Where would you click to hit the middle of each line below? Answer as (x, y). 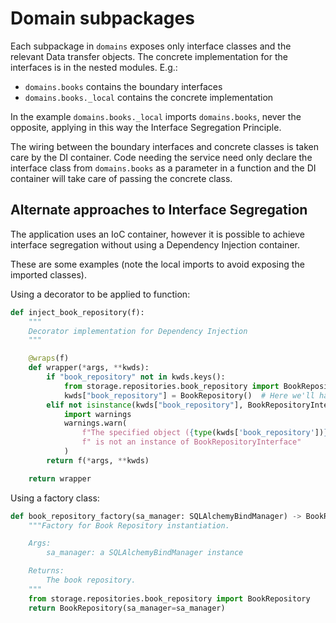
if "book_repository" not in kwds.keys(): (136, 377)
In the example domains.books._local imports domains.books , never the (156, 116)
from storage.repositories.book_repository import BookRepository (169, 598)
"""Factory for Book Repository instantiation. (129, 525)
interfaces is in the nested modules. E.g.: (94, 67)
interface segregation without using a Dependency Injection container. (155, 244)
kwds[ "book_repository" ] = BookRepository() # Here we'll (189, 395)
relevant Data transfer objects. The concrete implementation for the (149, 56)
